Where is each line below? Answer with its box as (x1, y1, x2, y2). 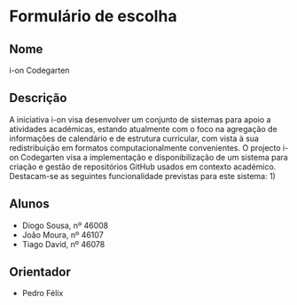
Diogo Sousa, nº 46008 (21, 220, 109, 231)
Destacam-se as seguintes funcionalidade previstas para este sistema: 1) (9, 170, 277, 181)
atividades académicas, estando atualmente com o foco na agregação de (9, 123, 277, 134)
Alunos (9, 197, 51, 212)
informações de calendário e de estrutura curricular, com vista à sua (9, 133, 260, 144)
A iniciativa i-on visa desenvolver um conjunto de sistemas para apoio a (9, 113, 271, 125)
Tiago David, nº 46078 (21, 239, 106, 249)
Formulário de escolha (9, 6, 177, 27)
